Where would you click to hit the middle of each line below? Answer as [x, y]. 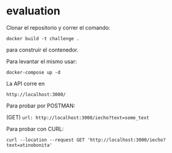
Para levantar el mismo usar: [42, 61]
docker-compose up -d [33, 72]
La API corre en [26, 83]
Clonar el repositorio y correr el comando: [58, 28]
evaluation [33, 11]
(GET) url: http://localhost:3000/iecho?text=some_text [78, 117]
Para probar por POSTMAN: [41, 106]
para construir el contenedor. [43, 50]
